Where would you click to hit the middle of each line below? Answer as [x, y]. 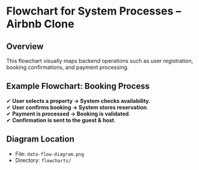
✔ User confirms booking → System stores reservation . [77, 107]
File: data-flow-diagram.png [50, 154]
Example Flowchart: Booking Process [78, 86]
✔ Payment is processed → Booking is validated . [68, 114]
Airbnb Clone [40, 24]
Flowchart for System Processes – [94, 11]
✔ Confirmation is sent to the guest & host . [61, 120]
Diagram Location [40, 139]
